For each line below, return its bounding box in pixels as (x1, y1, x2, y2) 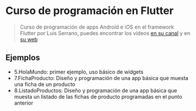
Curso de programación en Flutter (5, 4, 174, 18)
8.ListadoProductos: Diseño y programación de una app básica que (13, 86, 177, 94)
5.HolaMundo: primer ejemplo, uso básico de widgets (13, 68, 144, 75)
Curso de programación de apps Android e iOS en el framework (19, 23, 174, 30)
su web (19, 36, 38, 43)
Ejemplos (5, 53, 40, 63)
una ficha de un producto (13, 81, 76, 88)
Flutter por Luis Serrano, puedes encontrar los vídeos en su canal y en (19, 29, 191, 36)
